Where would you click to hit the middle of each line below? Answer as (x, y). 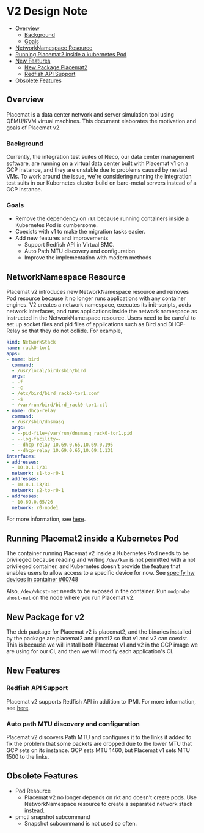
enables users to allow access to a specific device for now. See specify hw (100, 573)
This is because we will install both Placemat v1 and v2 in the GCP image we (102, 645)
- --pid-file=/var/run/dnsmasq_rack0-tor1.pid (72, 434)
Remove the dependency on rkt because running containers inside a (102, 218)
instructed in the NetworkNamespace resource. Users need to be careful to (101, 318)
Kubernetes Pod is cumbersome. (56, 225)
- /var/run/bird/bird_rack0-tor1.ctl (60, 405)
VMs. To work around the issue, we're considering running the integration (99, 177)
